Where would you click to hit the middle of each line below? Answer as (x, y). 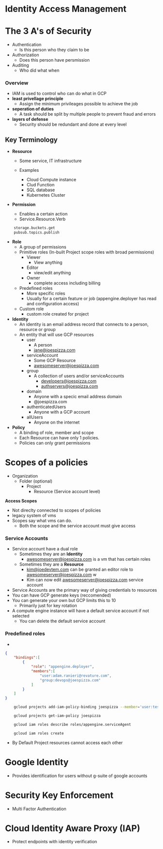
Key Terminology (31, 140)
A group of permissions (43, 247)
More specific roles (46, 293)
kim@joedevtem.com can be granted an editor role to (80, 569)
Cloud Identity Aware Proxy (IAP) (73, 828)
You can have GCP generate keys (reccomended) (62, 595)
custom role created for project (57, 314)
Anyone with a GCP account (62, 412)
